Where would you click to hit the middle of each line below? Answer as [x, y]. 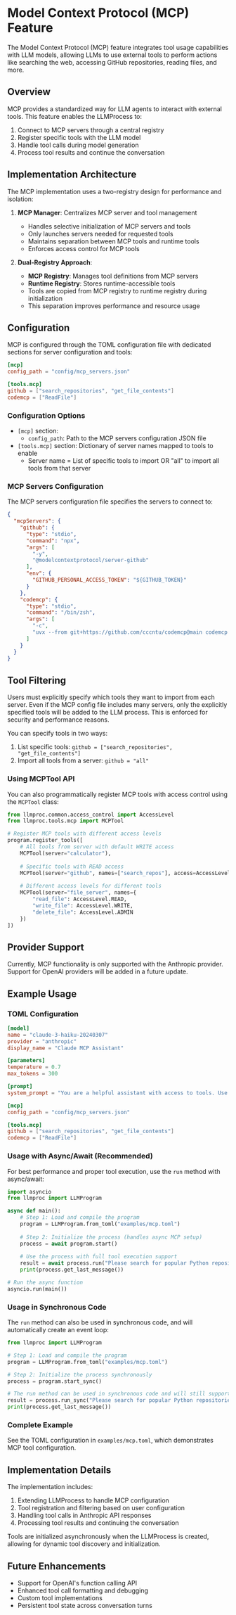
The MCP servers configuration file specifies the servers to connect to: [110, 502]
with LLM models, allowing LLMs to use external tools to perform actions [112, 55]
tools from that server [59, 468]
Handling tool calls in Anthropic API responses [84, 1515]
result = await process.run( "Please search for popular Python [114, 1263]
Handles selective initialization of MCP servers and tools [109, 226]
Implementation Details [59, 1470]
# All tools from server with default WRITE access [97, 847]
